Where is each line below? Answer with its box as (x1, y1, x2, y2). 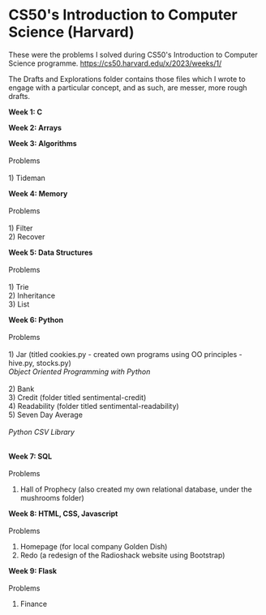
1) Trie (8, 282, 29, 291)
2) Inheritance (8, 290, 55, 300)
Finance (19, 599, 48, 609)
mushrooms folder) (19, 492, 85, 502)
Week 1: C (8, 107, 43, 117)
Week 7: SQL (8, 451, 53, 461)
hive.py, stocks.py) (8, 358, 71, 368)
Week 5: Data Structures (8, 247, 93, 257)
